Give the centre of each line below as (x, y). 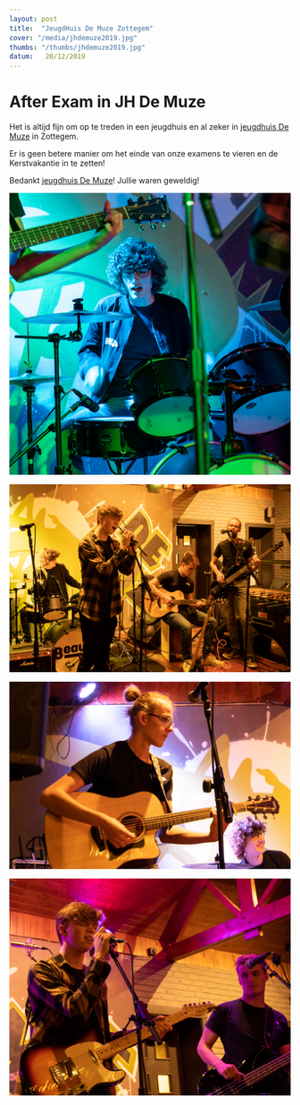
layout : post (33, 19)
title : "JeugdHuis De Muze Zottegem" (81, 28)
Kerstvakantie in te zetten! (57, 163)
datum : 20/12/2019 (48, 57)
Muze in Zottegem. (44, 136)
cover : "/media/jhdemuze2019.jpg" (74, 38)
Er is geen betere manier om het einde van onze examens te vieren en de (144, 154)
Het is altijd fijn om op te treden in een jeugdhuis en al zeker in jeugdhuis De (149, 127)
